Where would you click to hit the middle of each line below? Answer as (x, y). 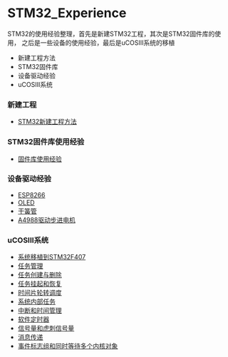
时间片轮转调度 (40, 293)
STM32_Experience (67, 13)
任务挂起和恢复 (40, 284)
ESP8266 (31, 195)
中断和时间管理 (40, 311)
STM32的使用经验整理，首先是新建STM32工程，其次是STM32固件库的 (111, 33)
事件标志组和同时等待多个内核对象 (68, 346)
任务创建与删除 (40, 275)
